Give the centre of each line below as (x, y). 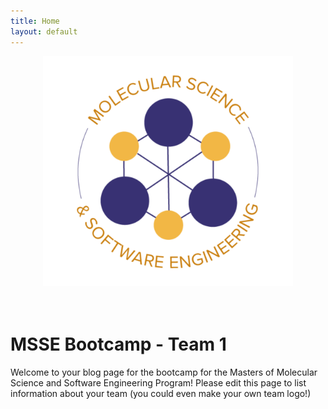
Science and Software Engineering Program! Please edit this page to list (158, 383)
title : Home (35, 21)
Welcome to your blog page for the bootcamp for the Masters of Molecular (164, 372)
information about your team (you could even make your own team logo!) (161, 394)
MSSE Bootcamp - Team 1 (118, 344)
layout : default (44, 31)
